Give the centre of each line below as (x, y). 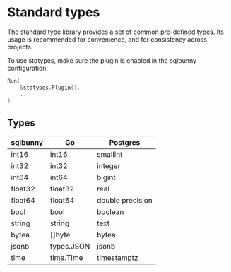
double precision (125, 201)
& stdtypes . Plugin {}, (50, 88)
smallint (109, 155)
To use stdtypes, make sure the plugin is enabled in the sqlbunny (102, 60)
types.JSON (70, 247)
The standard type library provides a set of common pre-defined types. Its (115, 32)
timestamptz (117, 258)
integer (108, 166)
